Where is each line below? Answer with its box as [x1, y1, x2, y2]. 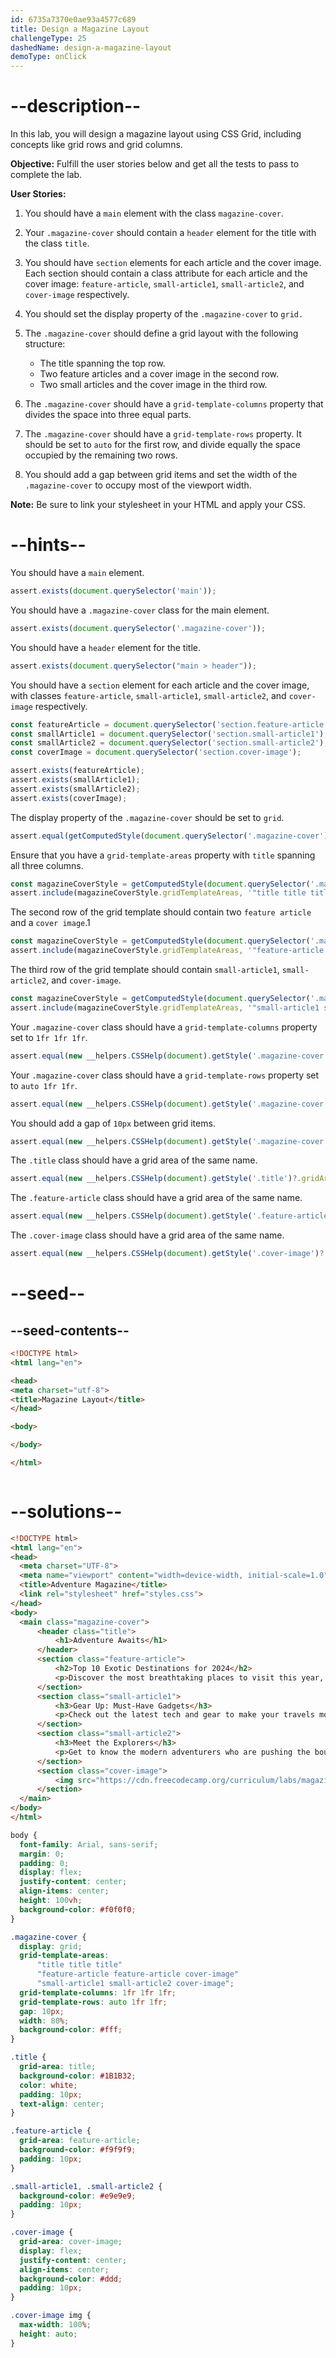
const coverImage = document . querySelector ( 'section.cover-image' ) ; [10, 747, 302, 758]
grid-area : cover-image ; [19, 2237, 123, 2247]
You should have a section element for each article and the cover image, [10, 679, 310, 691]
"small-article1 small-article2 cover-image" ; [36, 1979, 235, 1989]
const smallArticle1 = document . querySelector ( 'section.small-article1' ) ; [10, 729, 329, 739]
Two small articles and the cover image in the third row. [39, 379, 268, 391]
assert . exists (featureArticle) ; [10, 766, 145, 776]
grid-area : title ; [19, 2062, 97, 2072]
